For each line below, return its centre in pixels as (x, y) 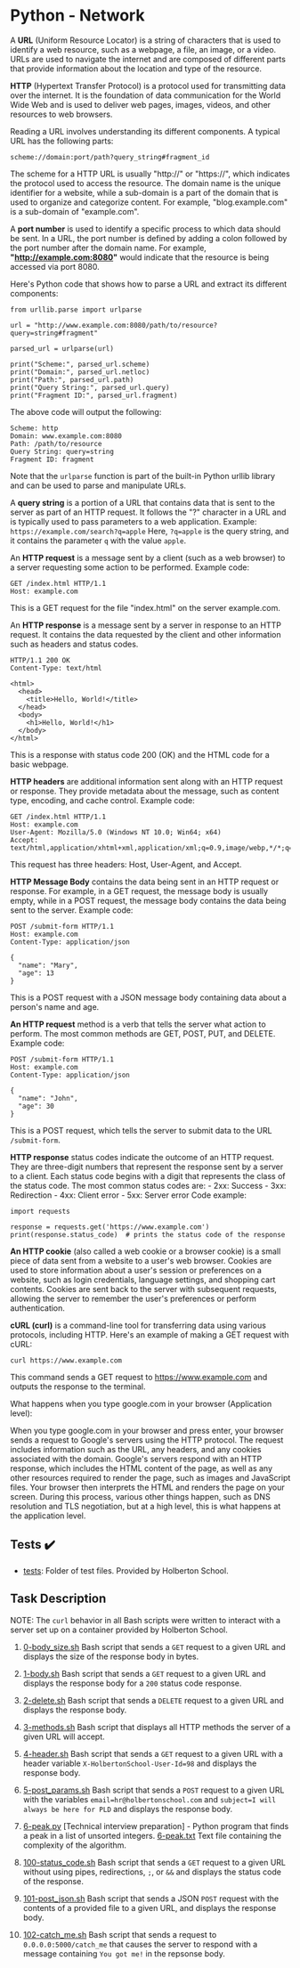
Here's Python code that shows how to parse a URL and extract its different (149, 284)
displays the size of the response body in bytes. (111, 1656)
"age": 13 (36, 973)
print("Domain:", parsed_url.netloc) (80, 372)
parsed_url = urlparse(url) (62, 348)
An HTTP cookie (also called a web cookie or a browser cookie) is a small (146, 1251)
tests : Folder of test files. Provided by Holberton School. (126, 1570)
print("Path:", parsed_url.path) (72, 379)
